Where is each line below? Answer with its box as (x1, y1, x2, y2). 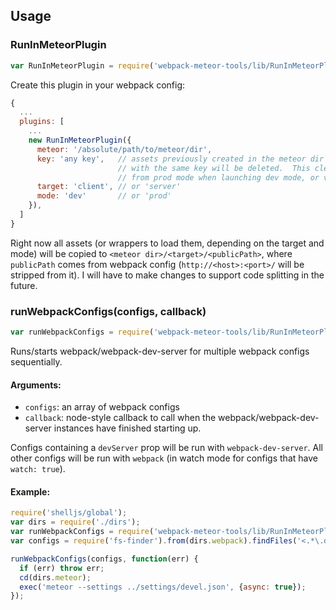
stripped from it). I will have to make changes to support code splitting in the (10, 269, 325, 281)
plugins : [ (19, 117, 65, 127)
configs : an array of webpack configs (24, 401, 180, 413)
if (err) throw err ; (19, 563, 105, 573)
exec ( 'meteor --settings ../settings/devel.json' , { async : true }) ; (19, 582, 307, 592)
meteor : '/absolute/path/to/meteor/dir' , (36, 144, 213, 154)
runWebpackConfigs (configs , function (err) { (10, 554, 199, 564)
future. (10, 279, 38, 291)
